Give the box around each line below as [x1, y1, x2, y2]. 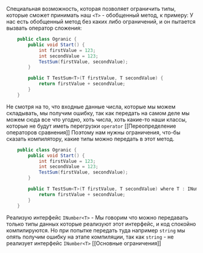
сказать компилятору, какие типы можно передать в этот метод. [6, 135, 175, 142]
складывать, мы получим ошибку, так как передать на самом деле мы [6, 109, 190, 117]
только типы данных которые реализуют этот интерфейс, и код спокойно [6, 220, 196, 228]
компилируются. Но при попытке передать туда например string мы [6, 226, 185, 234]
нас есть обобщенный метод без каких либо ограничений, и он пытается [6, 18, 196, 25]
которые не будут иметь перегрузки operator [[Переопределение [6, 122, 176, 130]
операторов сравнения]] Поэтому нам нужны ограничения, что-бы [6, 128, 181, 136]
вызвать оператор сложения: [6, 24, 82, 31]
